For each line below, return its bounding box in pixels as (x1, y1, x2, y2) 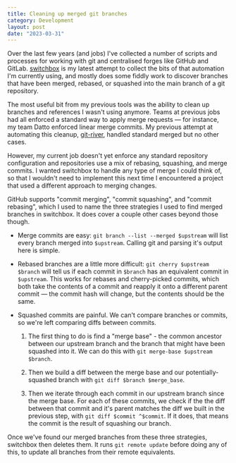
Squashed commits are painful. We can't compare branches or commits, (17, 311, 228, 319)
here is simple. (17, 246, 61, 254)
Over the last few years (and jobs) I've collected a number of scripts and (7, 49, 218, 58)
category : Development (7, 17, 74, 24)
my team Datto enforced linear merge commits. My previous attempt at (7, 123, 213, 131)
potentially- (185, 368, 219, 377)
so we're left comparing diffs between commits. (17, 319, 156, 327)
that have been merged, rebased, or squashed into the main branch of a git (7, 79, 225, 88)
